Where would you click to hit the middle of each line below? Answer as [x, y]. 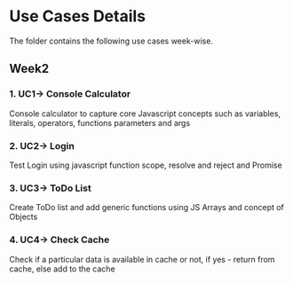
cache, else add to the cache [62, 269]
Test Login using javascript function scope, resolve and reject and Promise [146, 165]
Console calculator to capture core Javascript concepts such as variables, [145, 114]
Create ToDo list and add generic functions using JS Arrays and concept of [146, 208]
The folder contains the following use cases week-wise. [111, 41]
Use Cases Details [78, 16]
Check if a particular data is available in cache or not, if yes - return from [142, 259]
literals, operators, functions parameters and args [100, 122]
